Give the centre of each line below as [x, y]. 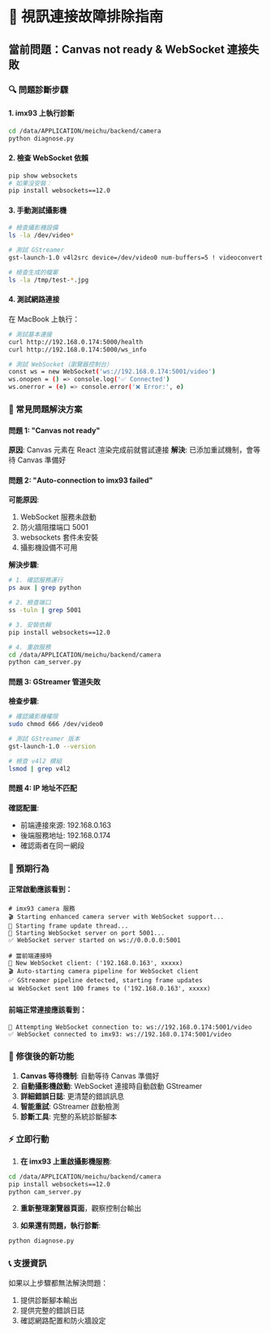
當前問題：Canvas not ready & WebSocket [116, 49]
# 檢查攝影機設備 [33, 228]
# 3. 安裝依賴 [30, 625]
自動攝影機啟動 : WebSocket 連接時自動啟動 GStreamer [111, 1086]
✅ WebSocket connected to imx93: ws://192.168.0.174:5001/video [120, 1034]
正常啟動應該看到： [41, 889]
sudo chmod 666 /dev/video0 [56, 724]
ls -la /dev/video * [41, 236]
